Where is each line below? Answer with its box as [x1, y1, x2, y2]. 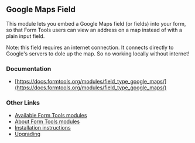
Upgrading [14, 131, 41, 138]
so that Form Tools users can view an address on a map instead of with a [6, 26, 183, 33]
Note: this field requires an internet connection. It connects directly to [6, 44, 174, 51]
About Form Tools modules [14, 118, 80, 125]
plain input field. [6, 32, 45, 40]
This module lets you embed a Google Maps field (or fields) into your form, [6, 20, 186, 27]
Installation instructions [14, 124, 71, 131]
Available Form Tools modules [14, 112, 87, 119]
